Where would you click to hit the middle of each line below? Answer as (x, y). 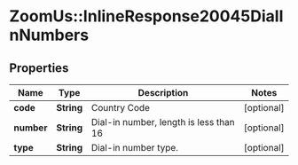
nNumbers (49, 35)
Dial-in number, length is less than (163, 122)
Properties (39, 68)
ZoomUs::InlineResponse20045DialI (146, 16)
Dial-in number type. (135, 148)
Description (163, 93)
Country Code (121, 108)
